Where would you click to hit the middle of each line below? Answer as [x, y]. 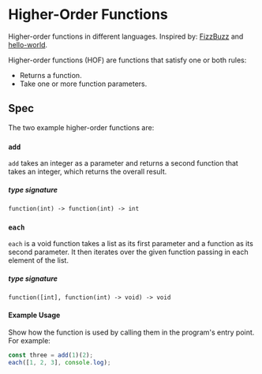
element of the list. [39, 260]
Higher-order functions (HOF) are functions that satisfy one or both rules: [127, 60]
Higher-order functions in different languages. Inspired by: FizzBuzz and [126, 36]
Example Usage [34, 315]
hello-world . [28, 44]
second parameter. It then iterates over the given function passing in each [128, 252]
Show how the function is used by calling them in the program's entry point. [131, 332]
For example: [30, 341]
